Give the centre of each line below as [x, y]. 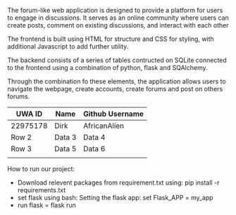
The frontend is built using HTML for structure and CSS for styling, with [111, 39]
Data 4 [94, 137]
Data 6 [94, 149]
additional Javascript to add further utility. [68, 46]
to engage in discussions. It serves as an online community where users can [118, 18]
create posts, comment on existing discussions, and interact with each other [118, 25]
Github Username [114, 114]
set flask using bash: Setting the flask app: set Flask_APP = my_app [115, 198]
